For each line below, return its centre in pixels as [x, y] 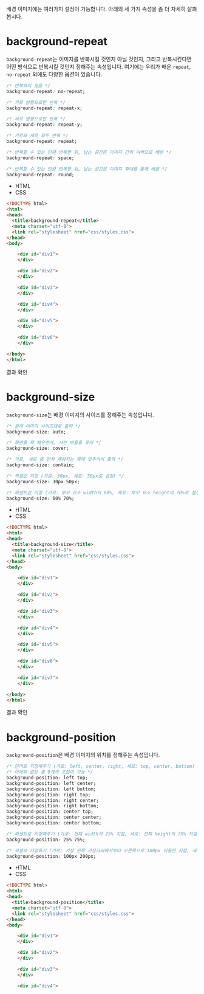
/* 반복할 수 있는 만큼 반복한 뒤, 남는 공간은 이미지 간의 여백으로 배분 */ [89, 152]
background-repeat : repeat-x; [45, 108]
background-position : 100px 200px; [51, 856]
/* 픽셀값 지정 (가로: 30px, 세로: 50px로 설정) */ [65, 476]
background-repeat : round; [40, 174]
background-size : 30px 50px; [43, 481]
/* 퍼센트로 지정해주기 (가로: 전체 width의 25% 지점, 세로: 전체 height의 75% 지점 [102, 834]
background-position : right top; [49, 795]
